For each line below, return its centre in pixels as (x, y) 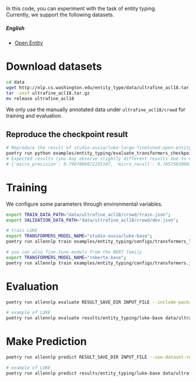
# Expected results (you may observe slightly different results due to (96, 158)
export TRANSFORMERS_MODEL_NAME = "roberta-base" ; (66, 257)
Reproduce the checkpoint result (67, 134)
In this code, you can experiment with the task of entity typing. (81, 8)
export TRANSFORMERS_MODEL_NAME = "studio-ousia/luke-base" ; (79, 236)
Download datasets (54, 66)
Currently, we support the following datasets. (60, 15)
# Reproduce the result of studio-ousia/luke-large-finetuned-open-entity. (100, 148)
